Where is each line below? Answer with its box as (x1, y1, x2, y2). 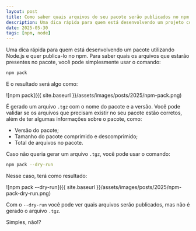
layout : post (6, 8, 38, 15)
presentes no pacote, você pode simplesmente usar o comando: (6, 59, 162, 66)
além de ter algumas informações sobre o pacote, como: (6, 116, 142, 123)
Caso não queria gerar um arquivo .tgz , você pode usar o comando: (6, 150, 170, 157)
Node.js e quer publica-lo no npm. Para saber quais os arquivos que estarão (6, 52, 190, 60)
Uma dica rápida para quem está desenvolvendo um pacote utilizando (6, 46, 175, 53)
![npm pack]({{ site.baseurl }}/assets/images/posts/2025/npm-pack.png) (6, 92, 182, 99)
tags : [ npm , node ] (6, 30, 51, 36)
